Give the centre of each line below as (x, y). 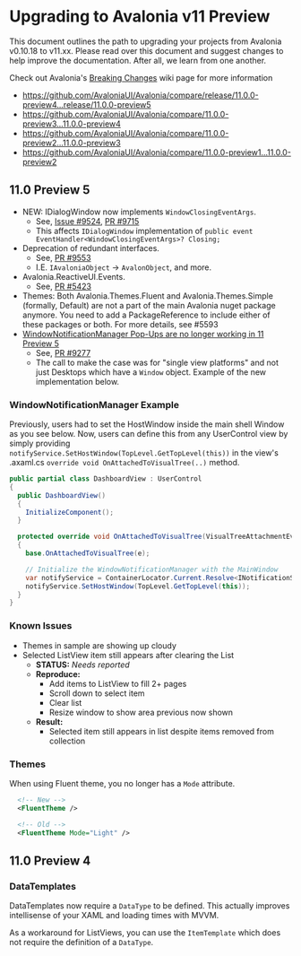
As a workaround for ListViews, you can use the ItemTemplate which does (145, 933)
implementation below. (77, 381)
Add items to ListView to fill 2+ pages (118, 683)
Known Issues (41, 626)
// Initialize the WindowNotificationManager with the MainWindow (152, 569)
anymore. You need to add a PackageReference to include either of (146, 315)
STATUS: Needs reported (82, 665)
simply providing (40, 443)
